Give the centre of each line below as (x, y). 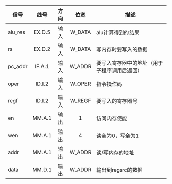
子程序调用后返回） (120, 71)
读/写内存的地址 (115, 153)
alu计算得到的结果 (118, 32)
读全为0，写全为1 (118, 136)
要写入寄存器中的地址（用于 (130, 63)
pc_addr (18, 67)
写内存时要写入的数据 (122, 49)
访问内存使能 (112, 118)
